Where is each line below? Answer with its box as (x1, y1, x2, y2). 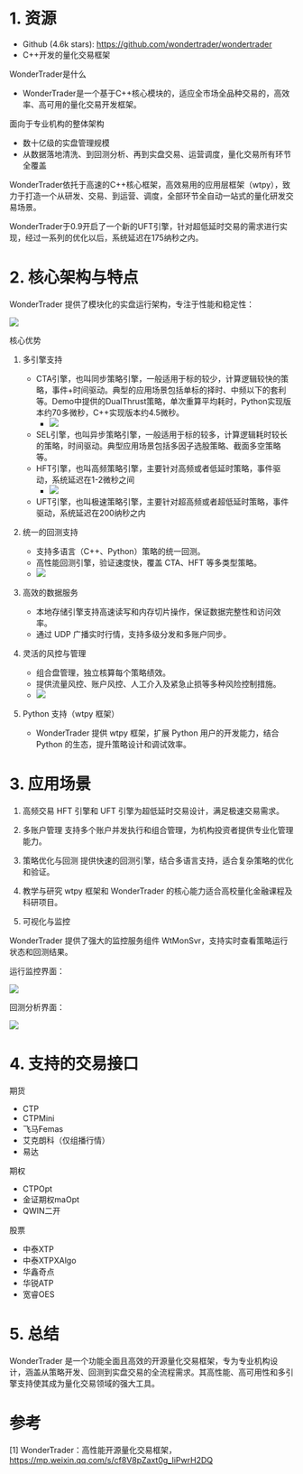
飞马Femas (22, 1123, 64, 1134)
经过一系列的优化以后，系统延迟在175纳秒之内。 (24, 232, 204, 243)
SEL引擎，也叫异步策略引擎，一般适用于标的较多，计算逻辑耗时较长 (35, 429, 288, 440)
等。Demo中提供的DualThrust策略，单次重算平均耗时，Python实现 (35, 395, 284, 406)
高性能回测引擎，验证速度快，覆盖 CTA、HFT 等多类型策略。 (35, 557, 262, 568)
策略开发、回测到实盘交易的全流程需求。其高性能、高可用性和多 (48, 1367, 286, 1377)
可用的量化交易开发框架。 (46, 98, 142, 109)
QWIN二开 (22, 1205, 61, 1216)
